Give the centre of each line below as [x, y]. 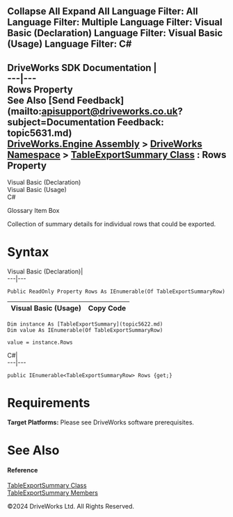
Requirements [49, 403]
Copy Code [107, 308]
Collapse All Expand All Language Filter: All [103, 11]
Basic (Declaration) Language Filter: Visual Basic [115, 33]
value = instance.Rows [40, 343]
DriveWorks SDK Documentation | [82, 68]
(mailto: [24, 111]
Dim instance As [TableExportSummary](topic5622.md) [85, 324]
